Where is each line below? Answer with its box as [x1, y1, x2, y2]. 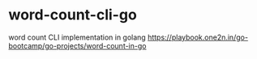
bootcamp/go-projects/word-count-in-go [8, 40, 147, 50]
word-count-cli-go [8, 6, 138, 24]
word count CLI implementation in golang [8, 32, 146, 42]
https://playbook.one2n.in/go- [147, 32, 249, 42]
